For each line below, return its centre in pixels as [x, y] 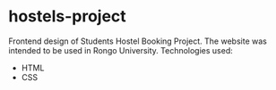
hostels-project [67, 16]
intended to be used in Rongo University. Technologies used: [121, 50]
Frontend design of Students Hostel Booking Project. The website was [138, 41]
